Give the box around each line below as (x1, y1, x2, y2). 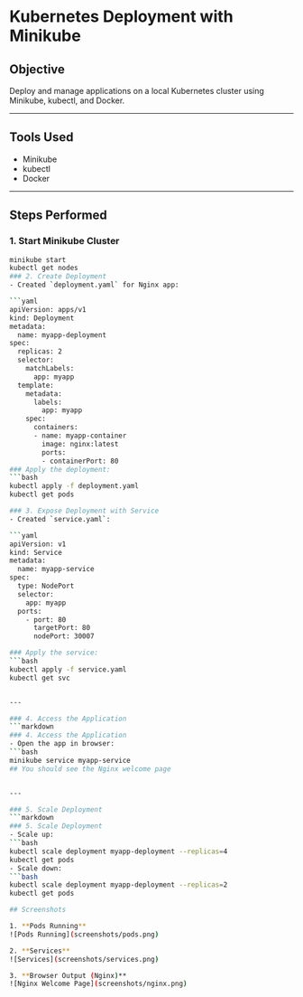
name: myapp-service (17, 565, 95, 574)
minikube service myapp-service (9, 756, 131, 765)
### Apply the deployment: (9, 465, 111, 474)
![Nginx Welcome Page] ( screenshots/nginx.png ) (9, 979, 188, 989)
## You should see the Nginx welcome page (9, 764, 171, 774)
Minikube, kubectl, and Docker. (9, 95, 125, 106)
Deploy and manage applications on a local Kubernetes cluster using (9, 86, 264, 96)
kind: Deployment (9, 314, 75, 323)
